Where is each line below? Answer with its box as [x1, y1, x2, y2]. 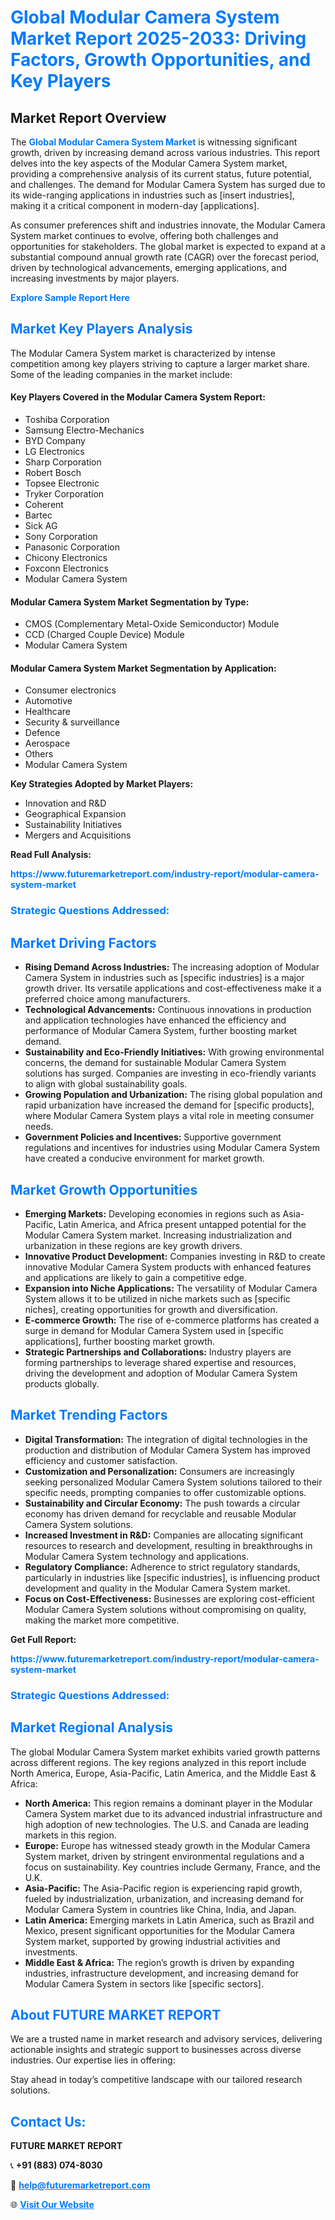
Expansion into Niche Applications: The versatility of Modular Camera [24, 1282, 318, 1294]
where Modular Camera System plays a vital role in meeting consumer [24, 1110, 315, 1122]
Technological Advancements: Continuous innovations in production [24, 1004, 312, 1016]
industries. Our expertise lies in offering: [10, 2054, 176, 2066]
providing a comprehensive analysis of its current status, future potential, [10, 168, 312, 180]
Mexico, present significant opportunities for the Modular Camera [24, 1924, 295, 1936]
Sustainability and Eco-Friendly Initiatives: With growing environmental [24, 1046, 325, 1058]
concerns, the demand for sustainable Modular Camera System [24, 1057, 287, 1069]
